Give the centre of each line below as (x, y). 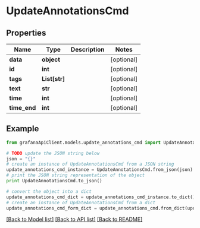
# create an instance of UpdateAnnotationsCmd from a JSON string (90, 164)
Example (23, 129)
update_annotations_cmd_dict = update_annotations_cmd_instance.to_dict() (101, 197)
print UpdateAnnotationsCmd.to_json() (54, 181)
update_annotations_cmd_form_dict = (51, 208)
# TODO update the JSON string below (53, 153)
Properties (26, 33)
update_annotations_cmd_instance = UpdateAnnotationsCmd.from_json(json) (100, 170)
